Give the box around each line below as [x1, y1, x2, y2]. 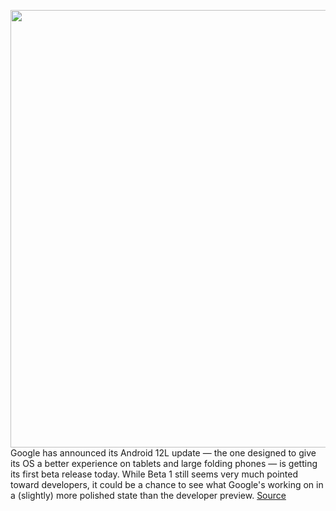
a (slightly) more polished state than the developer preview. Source [10, 490, 287, 501]
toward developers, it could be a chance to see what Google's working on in [10, 479, 324, 490]
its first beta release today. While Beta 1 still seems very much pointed [10, 468, 298, 480]
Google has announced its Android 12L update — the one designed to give [10, 447, 317, 459]
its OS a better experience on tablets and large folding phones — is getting [10, 458, 318, 469]
